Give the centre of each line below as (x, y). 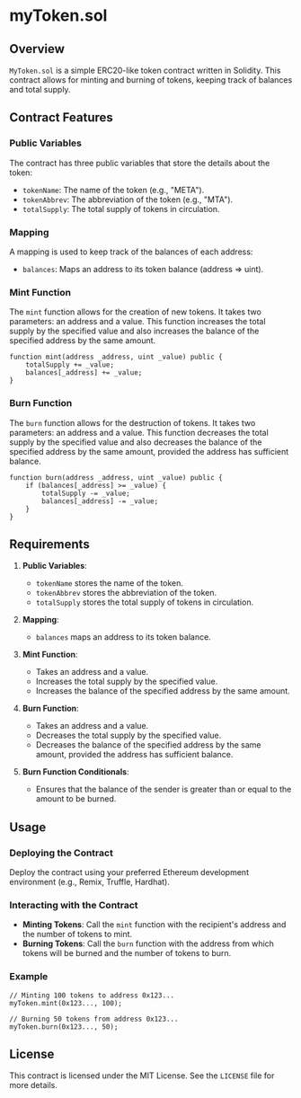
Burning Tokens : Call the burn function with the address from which (148, 943)
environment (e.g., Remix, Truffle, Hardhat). (90, 882)
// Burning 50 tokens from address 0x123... (94, 1019)
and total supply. (40, 89)
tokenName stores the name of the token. (110, 583)
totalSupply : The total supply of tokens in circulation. (121, 208)
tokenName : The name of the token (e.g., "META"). (113, 190)
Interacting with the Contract (74, 905)
